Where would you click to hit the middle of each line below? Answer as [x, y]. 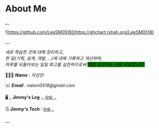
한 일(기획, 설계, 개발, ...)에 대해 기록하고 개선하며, [54, 58]
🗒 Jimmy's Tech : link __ [30, 109]
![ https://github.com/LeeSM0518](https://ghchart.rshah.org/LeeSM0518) [79, 32]
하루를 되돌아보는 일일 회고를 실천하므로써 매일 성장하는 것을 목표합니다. [75, 64]
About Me [26, 9]
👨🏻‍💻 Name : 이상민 [24, 75]
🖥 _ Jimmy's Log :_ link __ [31, 97]
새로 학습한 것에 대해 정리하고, [34, 52]
